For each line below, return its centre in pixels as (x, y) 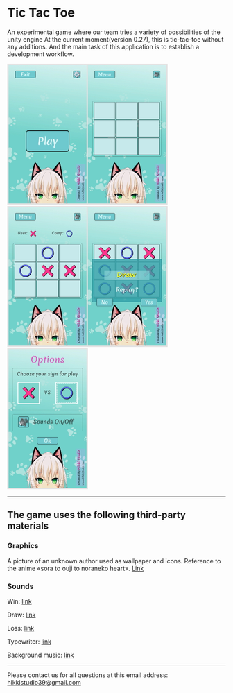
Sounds (20, 586)
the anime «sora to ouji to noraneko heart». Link (76, 568)
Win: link (20, 601)
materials (28, 526)
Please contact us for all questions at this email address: (88, 675)
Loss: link (21, 628)
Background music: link (41, 655)
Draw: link (21, 615)
